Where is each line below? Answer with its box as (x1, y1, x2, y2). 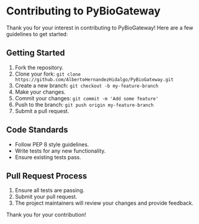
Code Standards (6, 125, 68, 135)
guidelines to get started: (6, 30, 68, 37)
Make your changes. (14, 88, 66, 95)
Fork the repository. (14, 64, 64, 71)
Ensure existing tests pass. (14, 153, 82, 160)
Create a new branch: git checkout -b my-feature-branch (14, 82, 159, 89)
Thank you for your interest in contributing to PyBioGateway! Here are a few (6, 24, 194, 31)
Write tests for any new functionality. (14, 147, 106, 154)
